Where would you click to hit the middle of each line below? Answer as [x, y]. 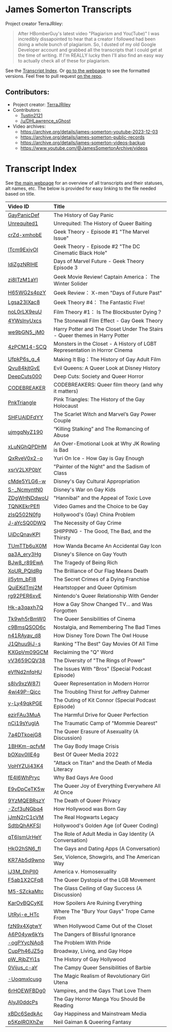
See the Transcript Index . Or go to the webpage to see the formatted [78, 71]
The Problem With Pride [82, 942]
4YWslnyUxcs [25, 320]
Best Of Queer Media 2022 [86, 755]
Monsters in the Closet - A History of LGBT [105, 343]
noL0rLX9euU [25, 312]
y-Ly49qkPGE [25, 703]
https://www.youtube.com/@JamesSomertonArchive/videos [84, 148]
